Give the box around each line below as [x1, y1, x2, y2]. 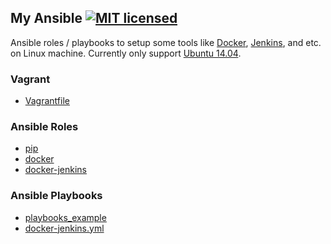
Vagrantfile [24, 95, 70, 107]
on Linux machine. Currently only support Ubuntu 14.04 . [10, 47, 242, 59]
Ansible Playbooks [10, 189, 103, 203]
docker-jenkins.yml [24, 222, 105, 234]
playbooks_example [24, 211, 107, 223]
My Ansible [10, 10, 83, 27]
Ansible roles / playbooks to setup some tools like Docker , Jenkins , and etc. [10, 36, 322, 48]
